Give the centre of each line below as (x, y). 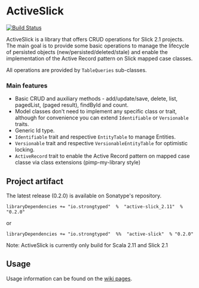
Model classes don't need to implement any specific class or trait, (96, 112)
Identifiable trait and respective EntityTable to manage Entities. (95, 137)
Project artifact (35, 181)
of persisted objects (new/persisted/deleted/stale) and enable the (87, 52)
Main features (27, 85)
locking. (25, 150)
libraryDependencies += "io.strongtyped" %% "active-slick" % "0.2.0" (100, 234)
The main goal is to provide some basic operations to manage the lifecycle (98, 46)
